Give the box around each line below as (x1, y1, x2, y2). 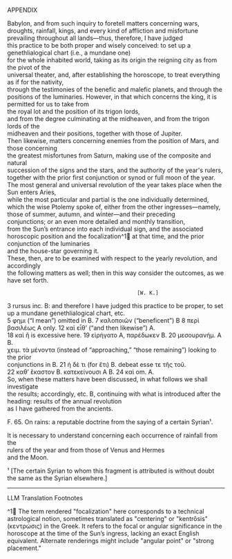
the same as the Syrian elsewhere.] (7, 474, 108, 482)
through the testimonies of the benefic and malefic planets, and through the (7, 86, 223, 93)
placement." (7, 544, 41, 552)
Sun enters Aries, (7, 188, 57, 196)
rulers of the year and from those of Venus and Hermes (7, 446, 165, 454)
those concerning (7, 144, 57, 152)
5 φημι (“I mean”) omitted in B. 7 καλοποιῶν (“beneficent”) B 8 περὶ (7, 316, 200, 324)
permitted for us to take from (7, 100, 90, 108)
